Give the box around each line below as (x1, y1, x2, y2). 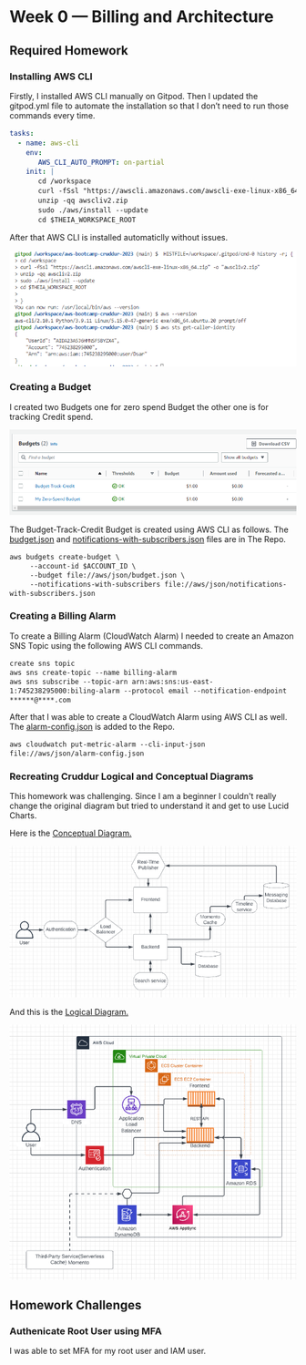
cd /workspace (37, 177, 92, 186)
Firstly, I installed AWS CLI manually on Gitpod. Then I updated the (9, 90, 259, 101)
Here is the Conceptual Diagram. (9, 827, 132, 839)
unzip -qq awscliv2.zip (37, 196, 128, 205)
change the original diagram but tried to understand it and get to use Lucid (9, 800, 290, 812)
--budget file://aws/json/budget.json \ (29, 570, 185, 580)
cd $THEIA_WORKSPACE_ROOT (37, 215, 137, 224)
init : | (25, 167, 55, 177)
